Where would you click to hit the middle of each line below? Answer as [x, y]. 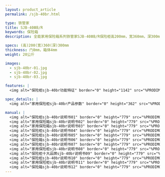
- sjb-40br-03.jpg [28, 77]
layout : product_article [30, 10]
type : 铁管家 [17, 23]
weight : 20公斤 [20, 54]
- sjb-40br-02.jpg [28, 72]
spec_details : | [22, 99]
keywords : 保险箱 [22, 32]
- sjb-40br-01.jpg [28, 68]
